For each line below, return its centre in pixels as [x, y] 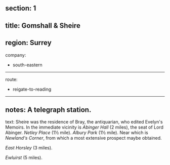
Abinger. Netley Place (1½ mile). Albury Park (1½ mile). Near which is [77, 133]
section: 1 [21, 8]
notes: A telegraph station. [48, 110]
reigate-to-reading [32, 89]
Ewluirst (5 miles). [24, 158]
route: [11, 79]
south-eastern [28, 65]
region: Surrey [28, 43]
